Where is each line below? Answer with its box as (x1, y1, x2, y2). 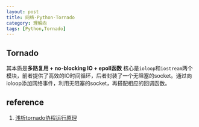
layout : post (6, 8, 39, 15)
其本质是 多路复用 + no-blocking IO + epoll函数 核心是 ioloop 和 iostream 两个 (6, 64, 193, 72)
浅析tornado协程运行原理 (14, 114, 77, 121)
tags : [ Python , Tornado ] (6, 25, 66, 32)
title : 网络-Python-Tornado (6, 14, 75, 20)
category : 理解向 (6, 20, 47, 26)
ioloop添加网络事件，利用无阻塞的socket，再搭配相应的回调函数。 (6, 79, 171, 87)
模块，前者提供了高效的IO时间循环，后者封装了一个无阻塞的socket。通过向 (6, 72, 192, 79)
